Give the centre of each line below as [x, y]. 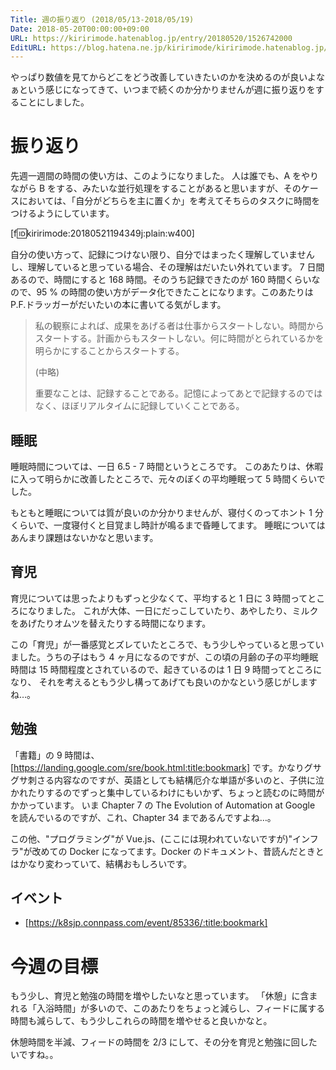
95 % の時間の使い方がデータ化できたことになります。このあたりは [175, 292]
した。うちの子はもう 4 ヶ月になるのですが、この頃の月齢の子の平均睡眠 [168, 657]
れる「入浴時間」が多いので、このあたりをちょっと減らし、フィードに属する [168, 1008]
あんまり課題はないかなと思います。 [84, 537]
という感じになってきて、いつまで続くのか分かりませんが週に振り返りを [167, 90]
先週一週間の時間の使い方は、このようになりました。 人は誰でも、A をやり [165, 176]
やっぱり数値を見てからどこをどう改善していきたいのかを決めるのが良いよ [163, 77]
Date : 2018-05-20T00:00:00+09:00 [80, 29]
